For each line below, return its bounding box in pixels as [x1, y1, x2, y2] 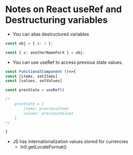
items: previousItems [23, 106, 70, 111]
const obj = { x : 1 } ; [5, 41, 53, 46]
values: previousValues [23, 110, 74, 116]
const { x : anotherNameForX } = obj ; [5, 50, 85, 55]
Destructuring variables [5, 14, 108, 26]
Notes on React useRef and [5, 4, 122, 15]
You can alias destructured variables [12, 31, 89, 37]
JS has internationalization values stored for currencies [12, 138, 128, 145]
